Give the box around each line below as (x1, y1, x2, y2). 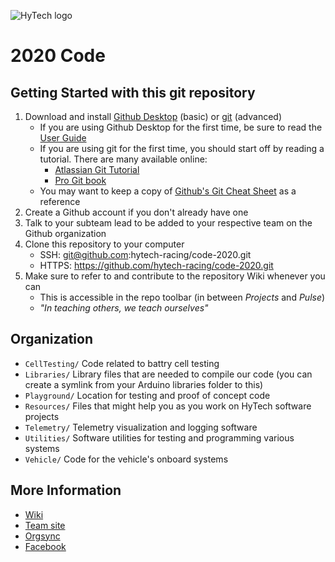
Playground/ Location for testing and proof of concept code (24, 389, 271, 401)
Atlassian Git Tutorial (54, 164, 140, 175)
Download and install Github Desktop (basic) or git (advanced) (24, 111, 283, 122)
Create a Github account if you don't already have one (24, 206, 249, 218)
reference (39, 196, 81, 207)
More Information (10, 482, 122, 499)
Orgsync (24, 530, 61, 542)
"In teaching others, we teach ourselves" (39, 302, 209, 314)
